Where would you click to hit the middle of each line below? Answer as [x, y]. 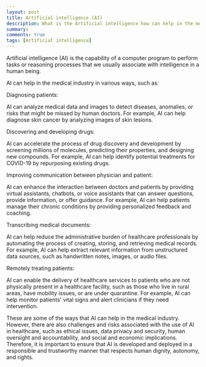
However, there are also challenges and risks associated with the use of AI [100, 325]
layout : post [23, 12]
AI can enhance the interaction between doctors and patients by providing [100, 187]
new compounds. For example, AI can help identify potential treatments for [101, 156]
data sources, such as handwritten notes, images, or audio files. [87, 256]
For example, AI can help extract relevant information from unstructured [97, 250]
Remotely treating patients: [40, 268]
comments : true [26, 35]
